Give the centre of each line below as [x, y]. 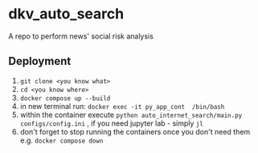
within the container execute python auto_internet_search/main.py [131, 115]
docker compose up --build [65, 98]
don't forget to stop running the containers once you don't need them [135, 131]
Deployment [40, 61]
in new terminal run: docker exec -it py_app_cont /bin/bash [122, 106]
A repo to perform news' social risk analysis [81, 36]
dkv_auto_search [66, 14]
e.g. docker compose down [61, 140]
